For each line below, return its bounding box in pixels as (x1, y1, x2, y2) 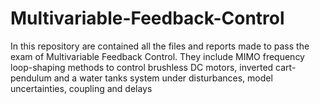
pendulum (10, 72, 52, 84)
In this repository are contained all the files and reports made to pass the (10, 40, 310, 52)
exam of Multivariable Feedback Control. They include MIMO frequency (10, 50, 305, 62)
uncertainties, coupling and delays (10, 82, 153, 94)
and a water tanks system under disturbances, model (53, 72, 273, 84)
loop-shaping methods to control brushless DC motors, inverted (10, 61, 274, 73)
